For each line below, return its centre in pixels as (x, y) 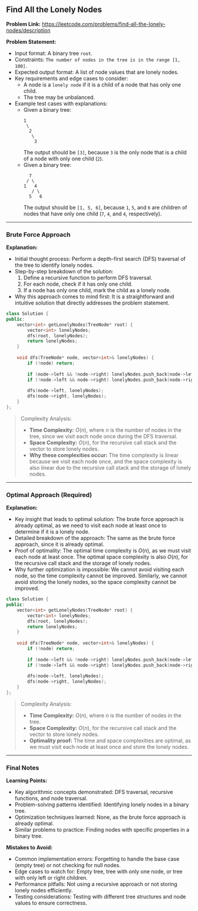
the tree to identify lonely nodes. (54, 265)
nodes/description (28, 30)
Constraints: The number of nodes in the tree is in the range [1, (98, 59)
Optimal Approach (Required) (49, 495)
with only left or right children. (51, 878)
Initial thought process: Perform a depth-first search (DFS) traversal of (100, 259)
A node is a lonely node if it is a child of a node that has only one (102, 85)
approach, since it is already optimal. (59, 544)
